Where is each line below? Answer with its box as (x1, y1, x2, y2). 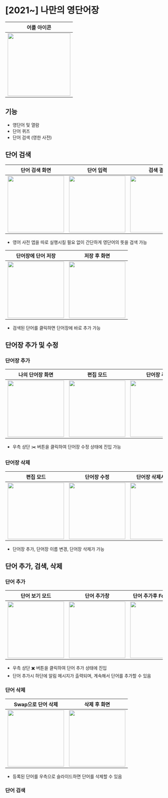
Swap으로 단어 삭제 (13, 701, 58, 708)
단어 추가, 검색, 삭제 (5, 562, 62, 570)
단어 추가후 (132, 593, 157, 600)
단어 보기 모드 (20, 593, 51, 600)
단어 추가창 (84, 593, 109, 600)
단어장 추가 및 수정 (5, 341, 58, 349)
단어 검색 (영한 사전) (12, 134, 52, 141)
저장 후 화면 (84, 252, 110, 259)
